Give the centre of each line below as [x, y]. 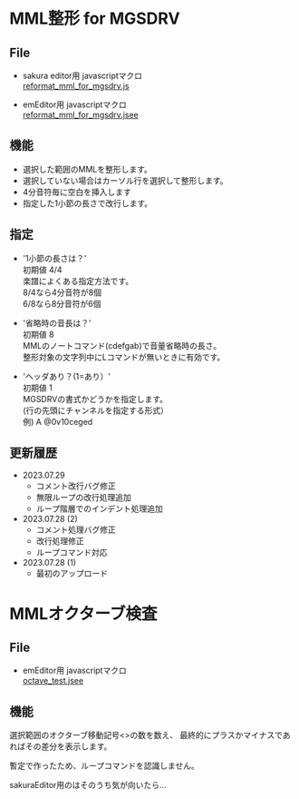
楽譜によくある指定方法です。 [78, 281]
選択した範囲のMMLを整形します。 [87, 169]
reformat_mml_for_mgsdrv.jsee [80, 115]
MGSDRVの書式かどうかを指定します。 [95, 399]
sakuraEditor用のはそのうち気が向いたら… [88, 785]
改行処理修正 [60, 541]
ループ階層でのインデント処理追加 [99, 508]
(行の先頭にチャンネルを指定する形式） [96, 410]
